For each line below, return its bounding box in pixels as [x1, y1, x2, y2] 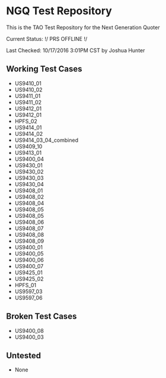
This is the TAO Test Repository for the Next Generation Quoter [6, 24, 160, 31]
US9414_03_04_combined [14, 136, 79, 144]
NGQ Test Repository [6, 4, 113, 18]
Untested [6, 350, 41, 360]
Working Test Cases [6, 64, 82, 74]
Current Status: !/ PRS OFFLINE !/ [6, 35, 88, 42]
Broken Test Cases [6, 312, 77, 322]
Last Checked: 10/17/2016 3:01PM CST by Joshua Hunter [6, 46, 145, 54]
